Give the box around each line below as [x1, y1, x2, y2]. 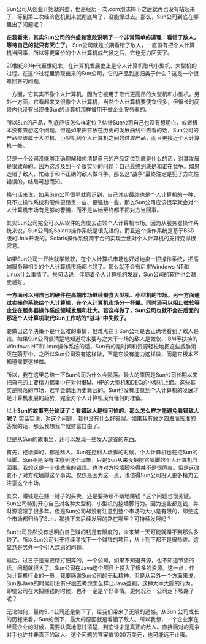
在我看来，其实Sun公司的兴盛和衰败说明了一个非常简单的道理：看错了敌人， [6, 34, 199, 41]
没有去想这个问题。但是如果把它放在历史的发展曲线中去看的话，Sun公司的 [11, 126, 199, 134]
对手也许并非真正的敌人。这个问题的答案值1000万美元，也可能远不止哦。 [6, 631, 191, 638]
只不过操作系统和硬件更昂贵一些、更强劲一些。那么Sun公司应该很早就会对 [6, 199, 194, 205]
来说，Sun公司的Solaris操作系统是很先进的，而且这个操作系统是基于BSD [11, 227, 195, 234]
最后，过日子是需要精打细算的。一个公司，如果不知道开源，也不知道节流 [6, 557, 189, 564]
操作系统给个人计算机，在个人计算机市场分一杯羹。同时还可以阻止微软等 [17, 299, 200, 306]
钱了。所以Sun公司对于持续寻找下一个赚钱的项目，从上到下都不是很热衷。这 [6, 536, 199, 543]
